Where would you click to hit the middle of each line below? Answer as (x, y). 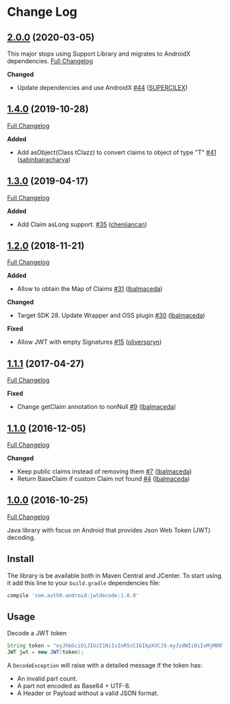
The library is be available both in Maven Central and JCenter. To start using (114, 575)
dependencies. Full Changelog (50, 61)
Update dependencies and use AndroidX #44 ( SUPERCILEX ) (102, 87)
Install (21, 559)
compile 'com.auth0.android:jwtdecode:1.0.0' (73, 595)
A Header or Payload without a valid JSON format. (88, 693)
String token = (29, 646)
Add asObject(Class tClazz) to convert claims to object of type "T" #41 (117, 152)
